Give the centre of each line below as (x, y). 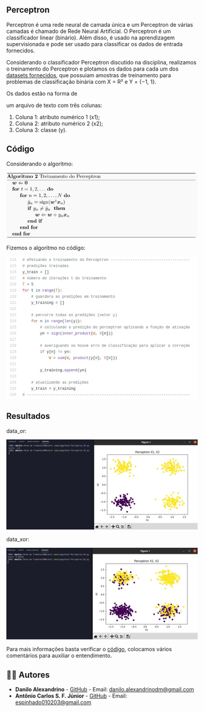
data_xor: (18, 539)
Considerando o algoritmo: (40, 164)
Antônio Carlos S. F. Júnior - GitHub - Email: (71, 696)
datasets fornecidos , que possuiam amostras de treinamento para (89, 75)
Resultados (28, 416)
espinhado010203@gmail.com (53, 702)
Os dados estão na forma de (42, 93)
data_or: (17, 430)
